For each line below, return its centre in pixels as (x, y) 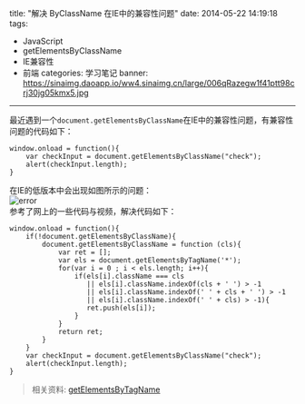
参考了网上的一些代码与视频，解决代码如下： (93, 211)
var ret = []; (84, 252)
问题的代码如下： (41, 131)
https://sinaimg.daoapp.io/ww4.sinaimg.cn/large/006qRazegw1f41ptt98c (158, 83)
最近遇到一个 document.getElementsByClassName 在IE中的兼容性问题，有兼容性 (152, 120)
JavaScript (43, 41)
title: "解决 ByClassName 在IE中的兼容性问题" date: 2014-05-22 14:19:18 (144, 13)
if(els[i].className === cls (129, 276)
